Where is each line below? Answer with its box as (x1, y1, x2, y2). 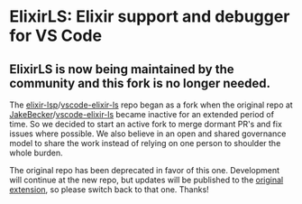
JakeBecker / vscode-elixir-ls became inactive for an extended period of (9, 109, 275, 119)
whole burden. (9, 147, 63, 158)
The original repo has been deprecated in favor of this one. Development (9, 165, 280, 175)
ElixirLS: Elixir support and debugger (9, 6, 290, 27)
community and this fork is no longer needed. (9, 75, 271, 91)
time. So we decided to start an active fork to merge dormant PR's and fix (9, 119, 282, 129)
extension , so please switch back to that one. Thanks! (9, 184, 209, 195)
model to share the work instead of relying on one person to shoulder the (9, 138, 281, 148)
